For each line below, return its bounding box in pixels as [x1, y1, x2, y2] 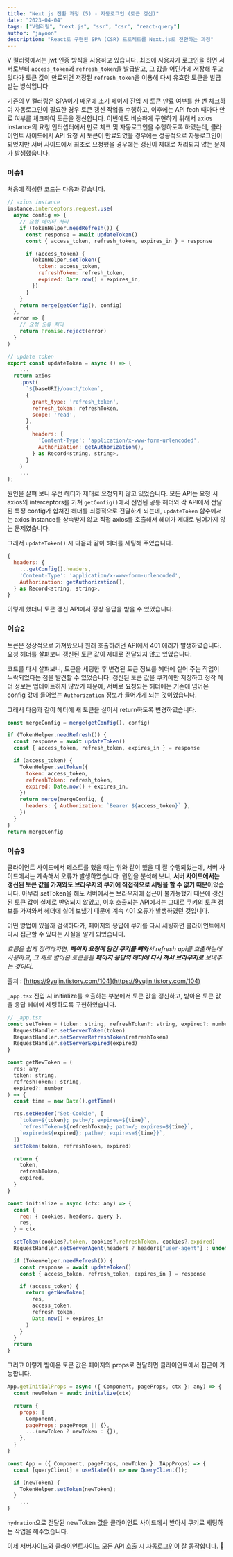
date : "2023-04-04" [7, 17, 64, 24]
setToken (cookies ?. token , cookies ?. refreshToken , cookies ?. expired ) [13, 1238, 216, 1246]
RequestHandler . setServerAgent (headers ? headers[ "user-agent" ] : [13, 1245, 209, 1252]
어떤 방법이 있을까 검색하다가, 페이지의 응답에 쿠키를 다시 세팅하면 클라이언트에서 [7, 921, 226, 930]
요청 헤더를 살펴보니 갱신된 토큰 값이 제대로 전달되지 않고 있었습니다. [7, 650, 192, 658]
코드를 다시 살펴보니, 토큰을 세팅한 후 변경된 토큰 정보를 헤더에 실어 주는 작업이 [7, 664, 220, 673]
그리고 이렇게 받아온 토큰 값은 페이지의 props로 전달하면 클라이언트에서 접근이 [7, 1361, 218, 1369]
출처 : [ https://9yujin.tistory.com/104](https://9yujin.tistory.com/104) [7, 977, 201, 985]
